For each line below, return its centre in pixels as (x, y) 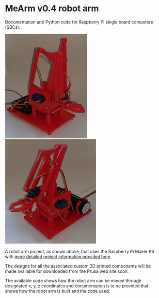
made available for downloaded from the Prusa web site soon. (67, 271)
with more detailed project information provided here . (58, 257)
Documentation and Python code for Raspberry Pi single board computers (79, 22)
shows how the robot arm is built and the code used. (58, 291)
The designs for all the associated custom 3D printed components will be (78, 266)
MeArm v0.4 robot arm (52, 9)
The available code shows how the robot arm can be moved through (73, 280)
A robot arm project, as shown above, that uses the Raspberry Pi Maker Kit (79, 251)
